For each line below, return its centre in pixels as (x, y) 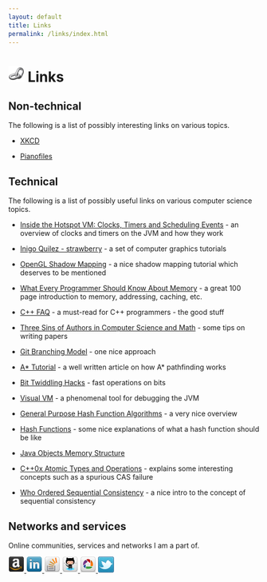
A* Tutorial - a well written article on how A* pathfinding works (123, 367)
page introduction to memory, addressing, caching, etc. (111, 297)
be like (31, 438)
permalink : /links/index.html (59, 34)
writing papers (43, 337)
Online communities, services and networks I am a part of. (104, 545)
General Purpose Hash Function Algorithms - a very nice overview (128, 414)
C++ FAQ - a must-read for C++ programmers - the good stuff (122, 313)
